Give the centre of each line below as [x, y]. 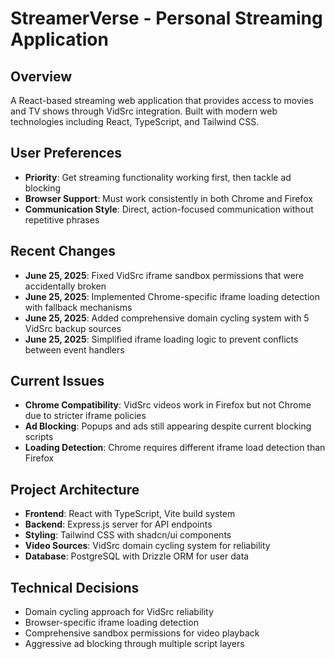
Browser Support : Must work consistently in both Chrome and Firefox [168, 198]
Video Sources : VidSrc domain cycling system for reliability [147, 546]
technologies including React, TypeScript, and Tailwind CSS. [135, 121]
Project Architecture [75, 489]
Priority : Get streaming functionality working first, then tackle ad [158, 177]
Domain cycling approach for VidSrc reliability [119, 612]
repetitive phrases [62, 219]
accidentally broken [65, 286]
